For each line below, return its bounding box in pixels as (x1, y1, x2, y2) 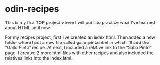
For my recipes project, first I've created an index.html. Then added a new (5, 34, 155, 40)
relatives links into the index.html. (5, 55, 73, 61)
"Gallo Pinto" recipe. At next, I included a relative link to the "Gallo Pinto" (5, 44, 152, 50)
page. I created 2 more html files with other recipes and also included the (5, 50, 154, 56)
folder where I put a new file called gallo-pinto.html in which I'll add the (5, 39, 149, 45)
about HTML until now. (5, 24, 51, 30)
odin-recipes (5, 3, 59, 15)
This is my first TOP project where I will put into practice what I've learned (5, 20, 155, 25)
